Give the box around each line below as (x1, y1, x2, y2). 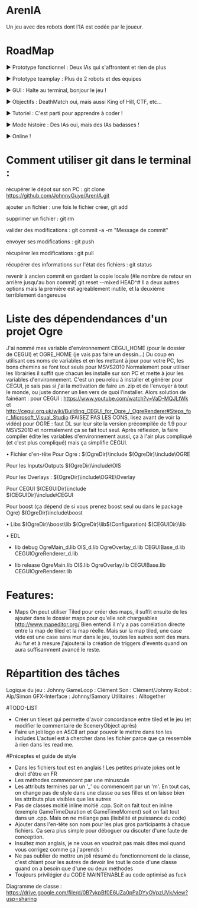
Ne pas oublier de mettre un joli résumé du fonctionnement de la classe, (14, 852, 190, 859)
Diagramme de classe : (6, 882, 62, 890)
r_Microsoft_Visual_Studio (6, 414, 69, 421)
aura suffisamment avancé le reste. (14, 646, 101, 653)
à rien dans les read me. (14, 741, 74, 748)
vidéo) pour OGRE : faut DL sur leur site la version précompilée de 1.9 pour (6, 420, 188, 427)
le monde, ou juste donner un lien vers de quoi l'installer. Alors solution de (6, 388, 186, 395)
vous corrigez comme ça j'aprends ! (14, 846, 103, 853)
